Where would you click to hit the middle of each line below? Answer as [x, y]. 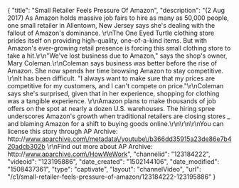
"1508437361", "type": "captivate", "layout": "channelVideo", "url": [104, 169]
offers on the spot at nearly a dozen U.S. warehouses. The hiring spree [111, 109]
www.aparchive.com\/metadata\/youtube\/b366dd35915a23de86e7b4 [128, 139]
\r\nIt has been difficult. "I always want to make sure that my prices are [111, 78]
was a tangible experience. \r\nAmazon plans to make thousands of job [112, 101]
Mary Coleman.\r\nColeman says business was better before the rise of [112, 63]
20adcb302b [26, 146]
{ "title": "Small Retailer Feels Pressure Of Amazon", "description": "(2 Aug [116, 10]
